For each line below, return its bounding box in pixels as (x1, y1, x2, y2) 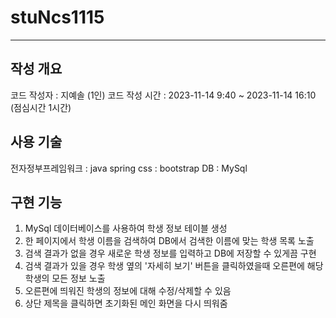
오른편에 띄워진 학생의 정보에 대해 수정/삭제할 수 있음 (24, 285, 232, 297)
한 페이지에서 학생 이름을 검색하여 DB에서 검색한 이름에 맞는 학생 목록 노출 (24, 235, 315, 247)
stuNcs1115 (10, 6, 105, 29)
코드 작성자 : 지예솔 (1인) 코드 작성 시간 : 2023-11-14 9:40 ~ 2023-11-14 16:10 (10, 89, 317, 101)
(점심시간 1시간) (10, 101, 72, 113)
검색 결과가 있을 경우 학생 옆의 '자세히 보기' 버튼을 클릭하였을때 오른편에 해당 (24, 260, 324, 272)
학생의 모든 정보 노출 (24, 272, 106, 285)
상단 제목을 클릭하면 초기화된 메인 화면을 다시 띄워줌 (24, 297, 228, 310)
